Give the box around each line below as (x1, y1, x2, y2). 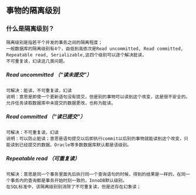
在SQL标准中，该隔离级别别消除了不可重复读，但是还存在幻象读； (6, 184, 141, 190)
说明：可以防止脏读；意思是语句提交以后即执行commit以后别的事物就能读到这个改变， (6, 136, 184, 142)
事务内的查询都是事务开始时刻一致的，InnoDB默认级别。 (10, 177, 128, 183)
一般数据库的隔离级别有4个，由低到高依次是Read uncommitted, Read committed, (6, 46, 184, 52)
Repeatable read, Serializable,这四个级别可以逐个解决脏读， (6, 52, 147, 58)
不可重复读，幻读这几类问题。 (6, 58, 68, 64)
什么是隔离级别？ (6, 25, 55, 33)
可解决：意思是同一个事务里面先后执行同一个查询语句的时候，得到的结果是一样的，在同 (6, 171, 186, 177)
